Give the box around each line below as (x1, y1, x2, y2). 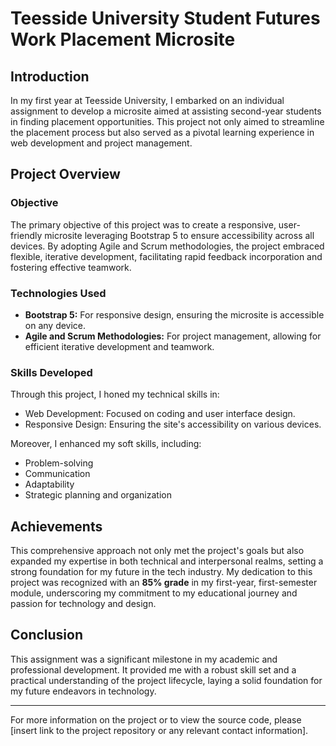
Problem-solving (24, 457, 94, 469)
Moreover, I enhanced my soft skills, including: (10, 438, 202, 450)
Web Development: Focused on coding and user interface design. (24, 408, 296, 420)
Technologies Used (10, 286, 107, 300)
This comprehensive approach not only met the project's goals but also (10, 545, 305, 557)
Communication (24, 468, 91, 480)
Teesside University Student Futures (10, 7, 321, 30)
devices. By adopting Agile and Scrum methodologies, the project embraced (10, 240, 325, 252)
